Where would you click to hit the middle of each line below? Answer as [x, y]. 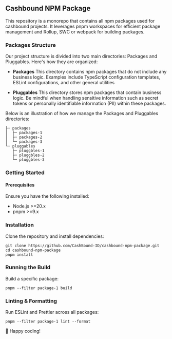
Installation [20, 225]
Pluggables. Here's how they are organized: [52, 62]
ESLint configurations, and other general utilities [63, 83]
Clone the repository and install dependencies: [55, 236]
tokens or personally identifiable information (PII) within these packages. [89, 103]
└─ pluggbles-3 [28, 160]
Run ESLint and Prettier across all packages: [52, 312]
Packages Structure [31, 45]
